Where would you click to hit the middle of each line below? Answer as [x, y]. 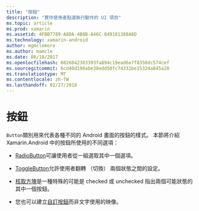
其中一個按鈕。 [34, 189]
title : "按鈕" [23, 12]
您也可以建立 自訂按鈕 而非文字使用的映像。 [68, 201]
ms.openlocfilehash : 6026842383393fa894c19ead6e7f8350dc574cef [88, 62]
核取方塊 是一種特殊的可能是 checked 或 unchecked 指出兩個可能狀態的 [104, 181]
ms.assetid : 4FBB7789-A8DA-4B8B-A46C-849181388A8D [72, 35]
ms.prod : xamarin [28, 29]
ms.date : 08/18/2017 [32, 57]
